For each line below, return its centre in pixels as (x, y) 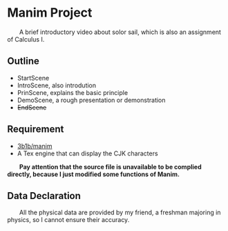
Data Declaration (44, 196)
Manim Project (50, 13)
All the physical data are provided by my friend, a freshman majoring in (120, 212)
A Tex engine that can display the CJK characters (87, 153)
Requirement (36, 129)
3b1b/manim (35, 146)
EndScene (32, 107)
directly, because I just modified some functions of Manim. (94, 174)
